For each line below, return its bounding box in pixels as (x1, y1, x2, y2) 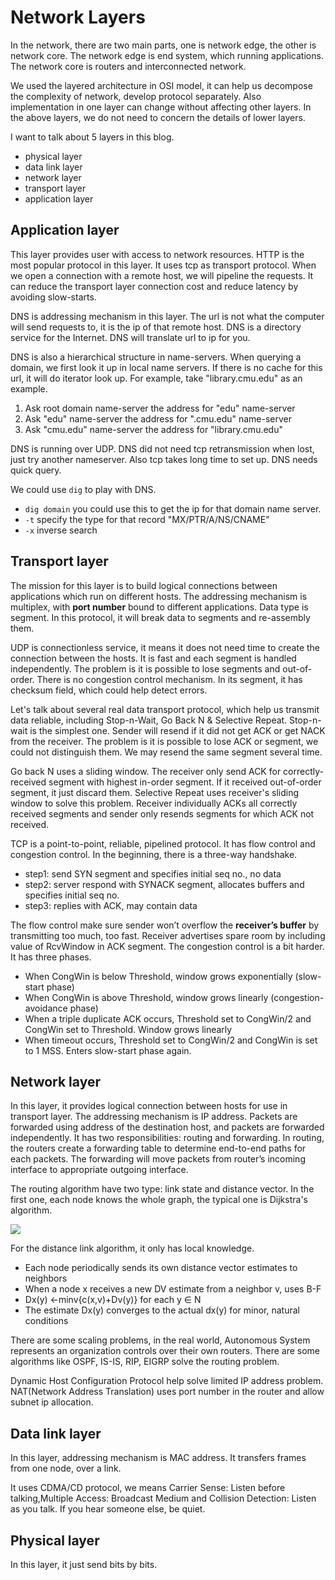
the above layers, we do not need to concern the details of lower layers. (10, 111, 306, 123)
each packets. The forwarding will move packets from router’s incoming (10, 1153, 306, 1165)
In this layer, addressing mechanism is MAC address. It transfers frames (10, 1452, 307, 1464)
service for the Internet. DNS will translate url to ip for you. (10, 331, 251, 343)
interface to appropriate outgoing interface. (10, 1164, 189, 1176)
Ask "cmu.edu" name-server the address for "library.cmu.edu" (24, 423, 283, 435)
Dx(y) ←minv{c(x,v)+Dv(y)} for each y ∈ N (24, 1294, 202, 1306)
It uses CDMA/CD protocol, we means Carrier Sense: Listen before (10, 1482, 286, 1494)
